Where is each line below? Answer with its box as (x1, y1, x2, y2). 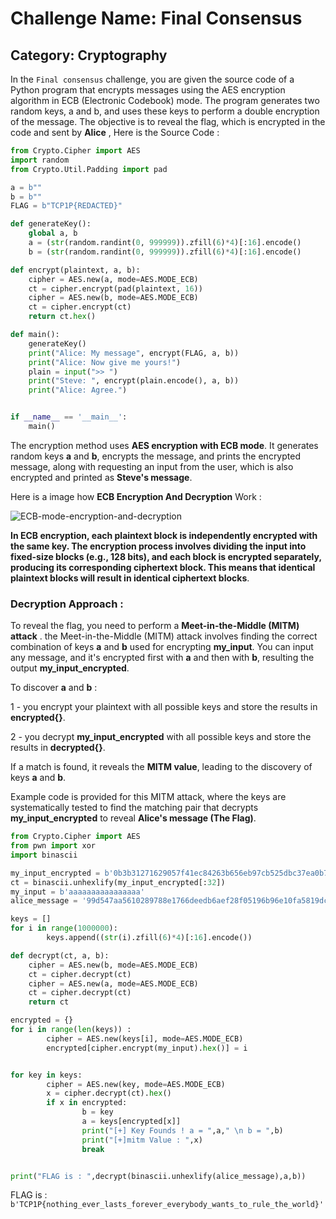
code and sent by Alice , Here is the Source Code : (10, 127, 220, 138)
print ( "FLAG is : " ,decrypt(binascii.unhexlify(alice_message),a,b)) (10, 1171, 307, 1181)
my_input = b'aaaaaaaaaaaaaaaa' (10, 887, 145, 897)
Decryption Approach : (10, 597, 124, 611)
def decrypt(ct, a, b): (10, 950, 110, 961)
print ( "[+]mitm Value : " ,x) (81, 1135, 203, 1145)
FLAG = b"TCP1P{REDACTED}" (10, 201, 123, 211)
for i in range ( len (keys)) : (10, 1025, 132, 1035)
